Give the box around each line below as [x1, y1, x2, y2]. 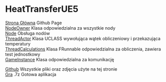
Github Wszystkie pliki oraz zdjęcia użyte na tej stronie [5, 66, 118, 72]
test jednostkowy [5, 51, 41, 57]
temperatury [5, 41, 31, 46]
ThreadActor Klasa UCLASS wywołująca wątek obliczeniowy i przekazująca [5, 36, 161, 41]
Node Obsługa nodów [5, 30, 50, 36]
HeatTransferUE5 [5, 3, 79, 15]
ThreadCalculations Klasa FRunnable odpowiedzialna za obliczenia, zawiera [5, 46, 161, 52]
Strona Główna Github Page [5, 20, 62, 26]
